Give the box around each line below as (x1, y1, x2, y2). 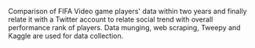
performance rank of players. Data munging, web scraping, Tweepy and (8, 23, 241, 32)
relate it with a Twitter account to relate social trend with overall (8, 15, 213, 24)
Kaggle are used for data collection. (8, 31, 124, 40)
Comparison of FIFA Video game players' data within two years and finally (8, 7, 247, 15)
